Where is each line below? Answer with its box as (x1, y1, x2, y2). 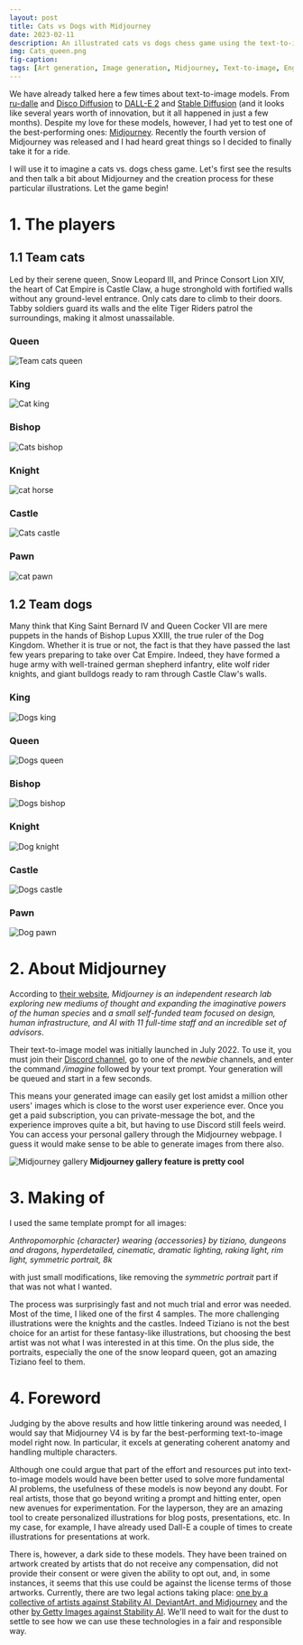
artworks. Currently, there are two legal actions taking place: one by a (9, 1587, 269, 1598)
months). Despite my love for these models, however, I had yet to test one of (9, 116, 293, 127)
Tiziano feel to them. (9, 1356, 86, 1368)
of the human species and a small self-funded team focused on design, (9, 1008, 276, 1018)
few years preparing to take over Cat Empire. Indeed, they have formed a (9, 649, 280, 660)
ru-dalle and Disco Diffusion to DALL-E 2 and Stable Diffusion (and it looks (9, 98, 285, 108)
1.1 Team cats (9, 250, 86, 265)
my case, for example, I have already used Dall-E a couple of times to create (9, 1522, 293, 1533)
